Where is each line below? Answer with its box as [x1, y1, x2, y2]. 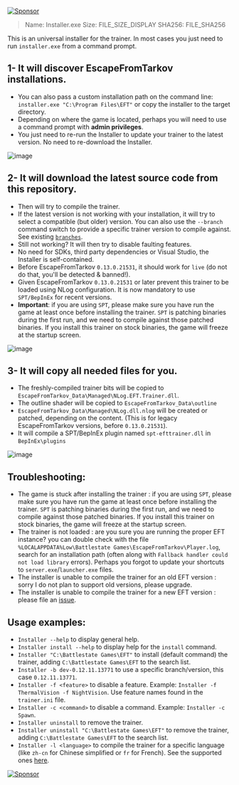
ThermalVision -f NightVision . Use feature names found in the [17, 688, 203, 697]
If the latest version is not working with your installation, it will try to [17, 210, 216, 218]
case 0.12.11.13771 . [17, 673, 78, 682]
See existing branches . [17, 232, 83, 241]
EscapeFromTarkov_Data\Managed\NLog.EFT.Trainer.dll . [17, 391, 179, 400]
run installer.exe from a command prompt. [7, 42, 137, 50]
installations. [7, 73, 67, 85]
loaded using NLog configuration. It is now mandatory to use [17, 285, 196, 294]
